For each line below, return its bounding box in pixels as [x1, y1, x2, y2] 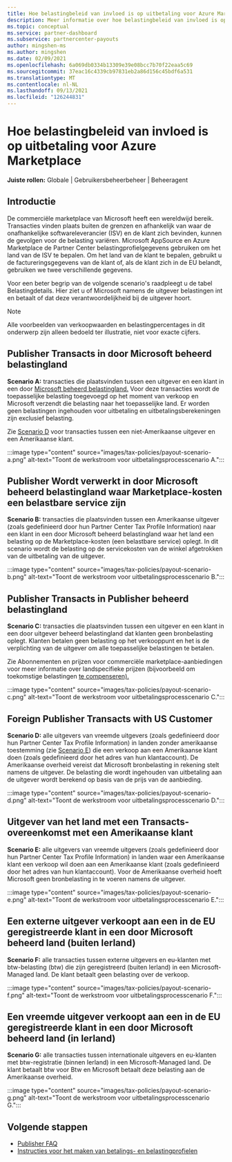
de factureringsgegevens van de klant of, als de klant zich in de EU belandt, [7, 258, 222, 266]
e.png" [7, 895, 27, 903]
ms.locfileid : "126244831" [7, 94, 85, 101]
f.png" [7, 990, 26, 999]
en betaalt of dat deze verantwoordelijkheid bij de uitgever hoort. [7, 293, 192, 302]
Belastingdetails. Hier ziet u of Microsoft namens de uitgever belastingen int [7, 286, 223, 295]
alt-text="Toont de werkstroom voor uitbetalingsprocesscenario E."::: [28, 895, 224, 903]
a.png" [7, 455, 26, 463]
